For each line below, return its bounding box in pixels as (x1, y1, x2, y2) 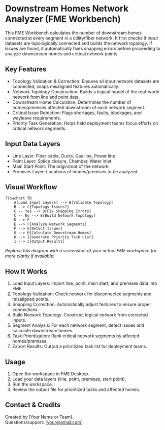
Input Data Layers (5, 140, 61, 148)
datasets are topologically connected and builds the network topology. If (5, 40, 153, 46)
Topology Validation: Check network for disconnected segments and (12, 291, 152, 297)
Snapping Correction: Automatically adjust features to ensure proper (12, 302, 152, 308)
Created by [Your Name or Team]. (5, 414, 74, 420)
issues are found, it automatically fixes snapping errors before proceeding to (5, 45, 161, 51)
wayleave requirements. (12, 115, 62, 121)
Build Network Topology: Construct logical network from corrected (12, 312, 148, 318)
